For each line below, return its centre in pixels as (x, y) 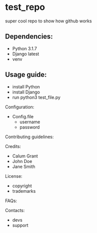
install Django (26, 92)
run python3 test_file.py (36, 97)
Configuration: (20, 107)
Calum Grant (25, 156)
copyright (22, 186)
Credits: (13, 146)
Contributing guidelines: (30, 137)
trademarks (24, 191)
